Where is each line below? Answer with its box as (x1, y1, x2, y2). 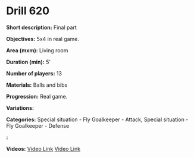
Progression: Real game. (6, 93, 68, 100)
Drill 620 (6, 4, 49, 18)
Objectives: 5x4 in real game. (6, 35, 79, 42)
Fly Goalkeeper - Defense (6, 122, 70, 129)
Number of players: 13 (6, 69, 62, 77)
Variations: (6, 104, 35, 111)
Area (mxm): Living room (6, 46, 68, 54)
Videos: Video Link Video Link (6, 145, 81, 152)
